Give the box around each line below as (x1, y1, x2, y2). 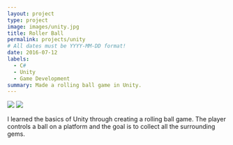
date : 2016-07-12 (7, 49, 58, 56)
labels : (7, 56, 30, 63)
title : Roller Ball (7, 29, 64, 37)
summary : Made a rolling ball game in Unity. (7, 82, 142, 89)
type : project (7, 17, 49, 24)
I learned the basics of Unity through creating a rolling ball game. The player (7, 115, 227, 123)
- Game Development (13, 75, 70, 82)
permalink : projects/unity (7, 36, 86, 43)
